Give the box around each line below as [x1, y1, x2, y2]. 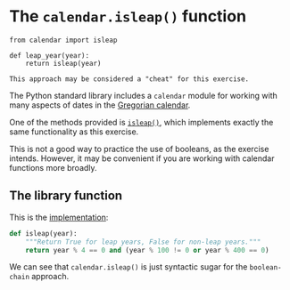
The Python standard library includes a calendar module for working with [9, 90, 278, 101]
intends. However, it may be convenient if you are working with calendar [9, 153, 275, 164]
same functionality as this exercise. [9, 126, 139, 137]
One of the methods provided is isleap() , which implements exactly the [9, 117, 274, 127]
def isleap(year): [9, 229, 78, 238]
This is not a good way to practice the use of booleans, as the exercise [9, 143, 269, 154]
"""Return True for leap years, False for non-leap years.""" [25, 238, 261, 246]
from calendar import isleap [9, 36, 118, 44]
